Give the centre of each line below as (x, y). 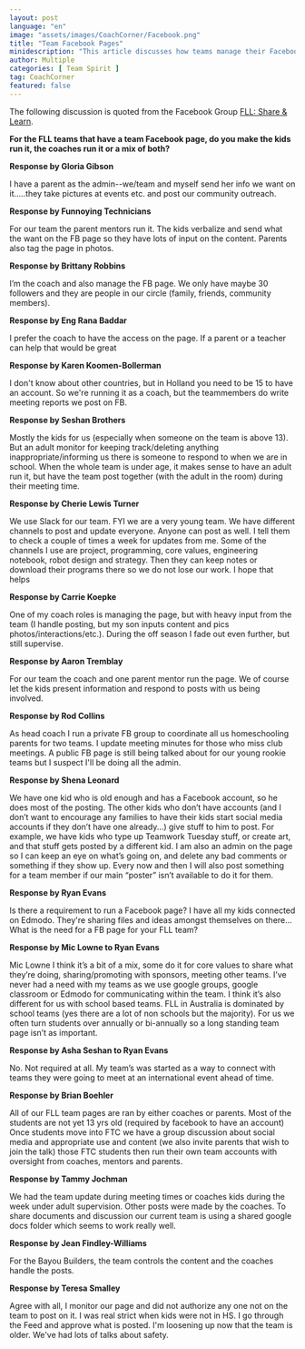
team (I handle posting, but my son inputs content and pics (119, 624)
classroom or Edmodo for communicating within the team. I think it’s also (145, 994)
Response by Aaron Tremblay (66, 661)
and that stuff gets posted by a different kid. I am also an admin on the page (151, 846)
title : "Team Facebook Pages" (67, 43)
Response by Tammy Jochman (69, 1179)
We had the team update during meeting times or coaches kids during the (148, 1196)
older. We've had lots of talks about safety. (89, 1334)
